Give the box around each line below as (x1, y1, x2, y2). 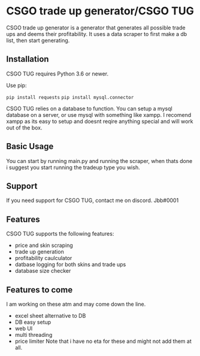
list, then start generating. (6, 37, 70, 44)
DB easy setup (14, 319, 51, 325)
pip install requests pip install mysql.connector (6, 94, 134, 100)
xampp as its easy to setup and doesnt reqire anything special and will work (6, 117, 193, 125)
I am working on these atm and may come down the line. (6, 301, 146, 307)
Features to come (6, 285, 73, 295)
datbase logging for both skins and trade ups (14, 261, 126, 268)
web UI (14, 325, 33, 332)
